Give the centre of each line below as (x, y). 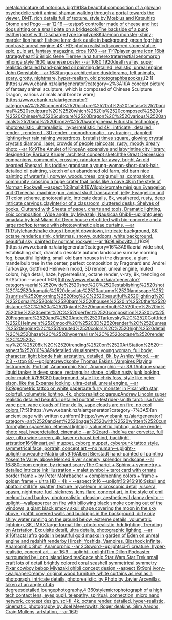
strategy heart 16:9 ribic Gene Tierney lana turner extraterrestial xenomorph (83, 56)
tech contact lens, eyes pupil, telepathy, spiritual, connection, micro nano (82, 595)
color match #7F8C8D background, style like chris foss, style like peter (80, 378)
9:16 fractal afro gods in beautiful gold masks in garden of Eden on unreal (82, 535)
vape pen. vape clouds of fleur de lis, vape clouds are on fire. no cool (79, 405)
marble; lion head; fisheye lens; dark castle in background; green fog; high (84, 40)
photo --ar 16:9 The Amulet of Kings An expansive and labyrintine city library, (85, 149)
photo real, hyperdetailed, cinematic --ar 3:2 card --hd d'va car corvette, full (84, 432)
